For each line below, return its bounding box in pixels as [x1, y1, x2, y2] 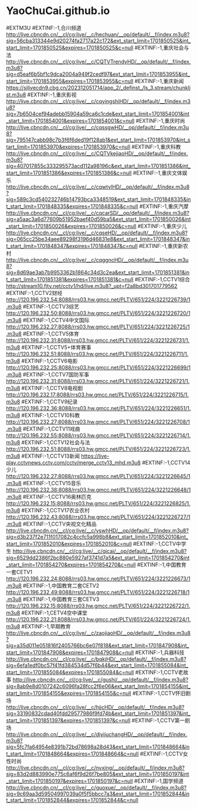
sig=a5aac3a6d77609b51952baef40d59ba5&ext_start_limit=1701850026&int [6, 216, 191, 223]
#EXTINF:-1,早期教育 [21, 623, 71, 630]
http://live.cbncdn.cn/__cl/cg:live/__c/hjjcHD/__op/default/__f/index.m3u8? [6, 703, 185, 710]
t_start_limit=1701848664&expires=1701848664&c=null [6, 750, 139, 757]
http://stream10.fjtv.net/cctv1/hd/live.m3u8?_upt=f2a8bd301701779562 [6, 282, 178, 289]
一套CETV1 [6, 568, 33, 575]
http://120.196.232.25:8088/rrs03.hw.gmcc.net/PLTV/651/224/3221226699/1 [6, 364, 191, 371]
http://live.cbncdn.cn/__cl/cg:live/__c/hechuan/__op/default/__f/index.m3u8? [6, 31, 190, 38]
